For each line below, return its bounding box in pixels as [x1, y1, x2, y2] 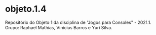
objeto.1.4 [5, 3, 47, 15]
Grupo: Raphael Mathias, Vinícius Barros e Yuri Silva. [5, 24, 113, 30]
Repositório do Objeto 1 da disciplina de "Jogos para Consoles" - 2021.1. [5, 19, 152, 25]
